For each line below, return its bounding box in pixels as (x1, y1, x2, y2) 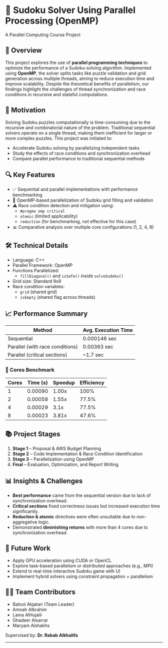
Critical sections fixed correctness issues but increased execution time (12, 503, 160, 509)
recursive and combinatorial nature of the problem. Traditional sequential (5, 125, 155, 131)
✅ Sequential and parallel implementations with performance (12, 186, 138, 192)
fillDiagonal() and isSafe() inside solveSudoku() (19, 273, 123, 279)
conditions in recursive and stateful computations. (5, 91, 108, 97)
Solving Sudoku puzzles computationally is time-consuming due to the (5, 119, 151, 125)
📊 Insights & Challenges (5, 476, 83, 485)
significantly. (12, 508, 39, 514)
